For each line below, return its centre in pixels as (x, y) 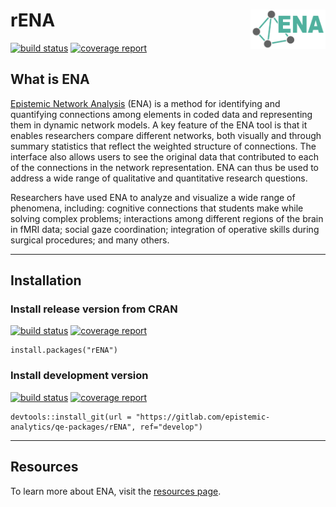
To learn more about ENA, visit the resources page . (116, 491)
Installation (46, 280)
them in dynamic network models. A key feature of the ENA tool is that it (159, 125)
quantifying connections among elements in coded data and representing (161, 114)
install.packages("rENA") (64, 350)
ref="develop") (171, 427)
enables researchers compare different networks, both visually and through (166, 135)
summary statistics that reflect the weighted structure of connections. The (163, 146)
